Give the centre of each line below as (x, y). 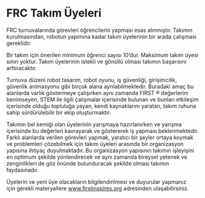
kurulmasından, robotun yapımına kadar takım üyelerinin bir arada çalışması (102, 36)
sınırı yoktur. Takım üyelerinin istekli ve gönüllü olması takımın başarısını (96, 61)
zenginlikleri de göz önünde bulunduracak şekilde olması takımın (88, 163)
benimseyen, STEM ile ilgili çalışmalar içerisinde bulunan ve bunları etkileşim (102, 99)
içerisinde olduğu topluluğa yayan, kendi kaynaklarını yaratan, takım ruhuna (101, 106)
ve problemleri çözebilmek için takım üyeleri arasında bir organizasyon (95, 143)
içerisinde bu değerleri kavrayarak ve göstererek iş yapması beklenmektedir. (102, 131)
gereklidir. (19, 43)
